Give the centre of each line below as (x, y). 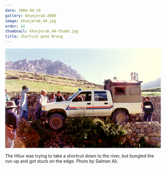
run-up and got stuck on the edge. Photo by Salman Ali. (62, 161)
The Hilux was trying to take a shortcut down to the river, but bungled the (80, 156)
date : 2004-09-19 (23, 10)
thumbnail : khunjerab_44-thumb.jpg (42, 31)
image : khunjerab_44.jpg (31, 21)
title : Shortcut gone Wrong (34, 37)
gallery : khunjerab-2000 (31, 16)
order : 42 (15, 26)
